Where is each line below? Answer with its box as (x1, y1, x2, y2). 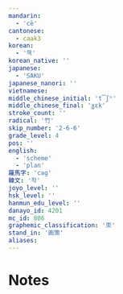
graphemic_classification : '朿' (8, 222, 116, 230)
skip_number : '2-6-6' (8, 124, 81, 132)
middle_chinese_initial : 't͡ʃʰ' (8, 94, 117, 102)
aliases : (8, 237, 38, 245)
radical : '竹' (8, 117, 55, 125)
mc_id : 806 (8, 214, 45, 222)
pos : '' (8, 139, 35, 147)
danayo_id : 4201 (8, 206, 63, 214)
